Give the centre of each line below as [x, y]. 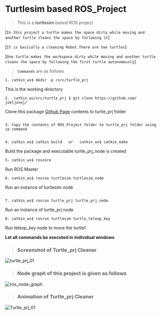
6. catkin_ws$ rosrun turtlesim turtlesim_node [55, 178]
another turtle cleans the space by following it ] [57, 37]
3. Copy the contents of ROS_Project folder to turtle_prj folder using [81, 125]
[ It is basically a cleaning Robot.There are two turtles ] [66, 47]
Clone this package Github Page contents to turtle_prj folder [66, 111]
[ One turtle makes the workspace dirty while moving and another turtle [80, 56]
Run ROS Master [22, 169]
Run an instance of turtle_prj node [39, 210]
